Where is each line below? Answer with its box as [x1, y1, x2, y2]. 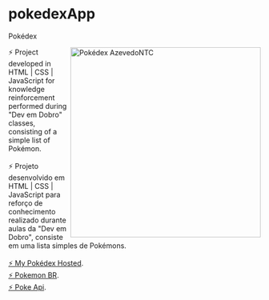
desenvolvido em [8, 173, 66, 182]
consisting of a [8, 126, 58, 136]
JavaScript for [8, 75, 55, 85]
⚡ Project [8, 47, 38, 57]
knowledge [8, 84, 46, 94]
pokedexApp [8, 5, 96, 23]
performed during [8, 101, 67, 110]
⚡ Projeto [8, 161, 38, 170]
